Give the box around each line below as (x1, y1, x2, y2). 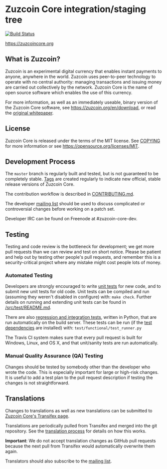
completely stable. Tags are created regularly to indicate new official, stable (5, 176, 161, 182)
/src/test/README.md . (5, 304, 51, 311)
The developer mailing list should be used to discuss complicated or (5, 201, 146, 207)
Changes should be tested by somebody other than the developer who (5, 364, 151, 370)
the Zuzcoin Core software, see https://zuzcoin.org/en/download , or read (5, 104, 156, 111)
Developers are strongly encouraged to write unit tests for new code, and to (5, 283, 161, 289)
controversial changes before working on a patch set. (5, 206, 115, 212)
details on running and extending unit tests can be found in (5, 299, 126, 305)
